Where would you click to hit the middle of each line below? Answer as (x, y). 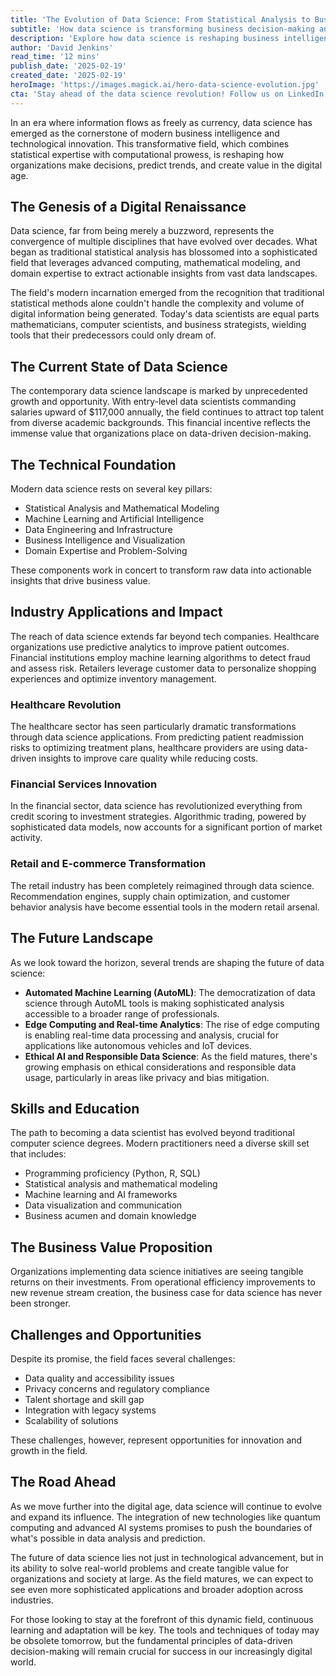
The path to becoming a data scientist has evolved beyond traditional (152, 1133)
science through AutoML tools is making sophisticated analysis (154, 1003)
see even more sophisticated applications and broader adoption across (157, 1589)
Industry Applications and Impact (116, 612)
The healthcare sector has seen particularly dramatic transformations (153, 727)
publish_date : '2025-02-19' (69, 66)
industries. (32, 1600)
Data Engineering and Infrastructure (98, 530)
